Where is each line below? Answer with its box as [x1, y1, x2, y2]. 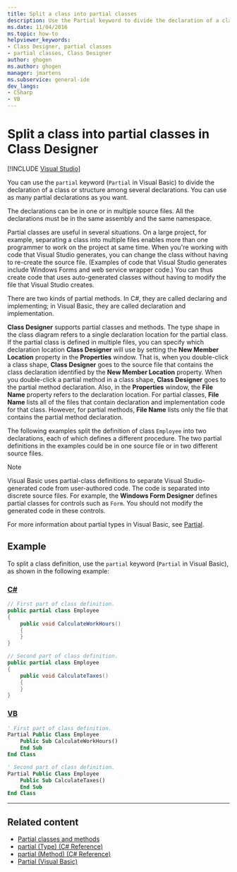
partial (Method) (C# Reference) [17, 850, 111, 859]
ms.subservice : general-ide [7, 76, 90, 83]
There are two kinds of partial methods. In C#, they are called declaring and [7, 294, 227, 302]
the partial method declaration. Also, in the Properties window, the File [7, 383, 213, 391]
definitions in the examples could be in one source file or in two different [7, 441, 218, 450]
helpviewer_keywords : [7, 37, 71, 44]
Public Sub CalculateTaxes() [20, 777, 106, 784]
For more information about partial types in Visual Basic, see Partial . [7, 520, 205, 528]
